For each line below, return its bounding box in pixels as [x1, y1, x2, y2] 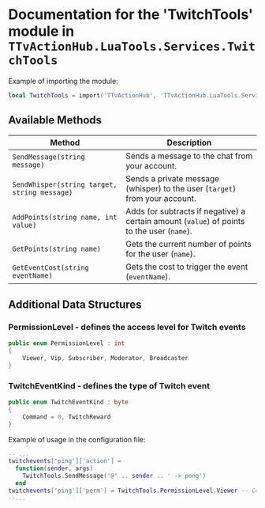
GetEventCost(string [12, 263, 89, 272]
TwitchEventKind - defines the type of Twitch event [8, 380, 211, 391]
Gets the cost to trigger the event [125, 261, 248, 272]
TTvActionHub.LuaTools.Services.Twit [8, 40, 256, 55]
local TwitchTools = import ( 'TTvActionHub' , [8, 91, 157, 100]
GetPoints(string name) [12, 244, 102, 253]
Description [166, 137, 212, 148]
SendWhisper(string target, [12, 180, 118, 189]
